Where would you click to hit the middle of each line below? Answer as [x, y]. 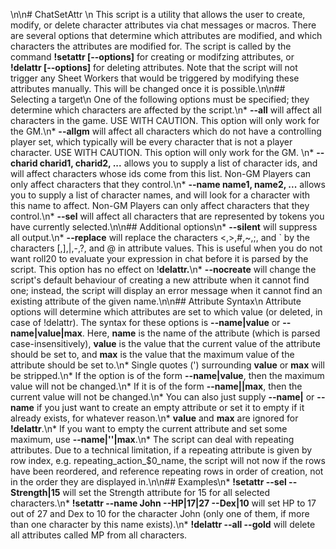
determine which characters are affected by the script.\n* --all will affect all [166, 110]
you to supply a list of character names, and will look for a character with [160, 195]
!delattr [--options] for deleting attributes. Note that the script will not [154, 67]
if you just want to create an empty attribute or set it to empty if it [170, 407]
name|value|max [46, 333]
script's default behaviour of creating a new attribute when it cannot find [160, 280]
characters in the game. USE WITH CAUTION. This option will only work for [165, 120]
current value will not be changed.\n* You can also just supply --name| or [162, 397]
